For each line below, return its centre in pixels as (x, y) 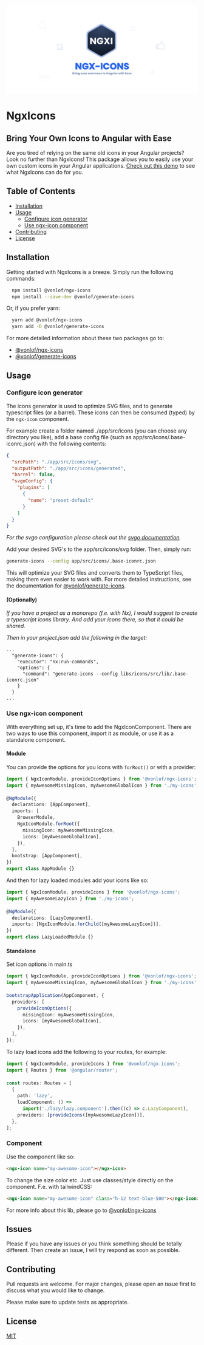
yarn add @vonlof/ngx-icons (47, 320)
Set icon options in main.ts (39, 964)
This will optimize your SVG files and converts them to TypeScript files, (95, 573)
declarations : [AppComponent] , (51, 805)
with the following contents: (72, 443)
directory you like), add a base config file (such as (69, 437)
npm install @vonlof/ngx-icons (51, 290)
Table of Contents (41, 191)
